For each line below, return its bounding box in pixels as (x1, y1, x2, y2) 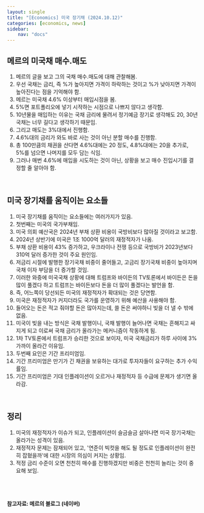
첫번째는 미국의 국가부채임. (15, 220, 80, 228)
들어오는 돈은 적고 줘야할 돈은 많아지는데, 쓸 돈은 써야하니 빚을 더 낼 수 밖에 (15, 304, 194, 311)
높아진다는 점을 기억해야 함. (15, 88, 81, 95)
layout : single (7, 9, 46, 15)
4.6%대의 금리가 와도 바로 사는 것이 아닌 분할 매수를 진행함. (15, 133, 157, 141)
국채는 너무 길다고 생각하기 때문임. (15, 118, 97, 125)
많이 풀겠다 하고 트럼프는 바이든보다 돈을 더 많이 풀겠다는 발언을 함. (15, 281, 175, 288)
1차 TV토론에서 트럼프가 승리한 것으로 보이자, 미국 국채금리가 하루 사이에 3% (15, 334, 197, 341)
